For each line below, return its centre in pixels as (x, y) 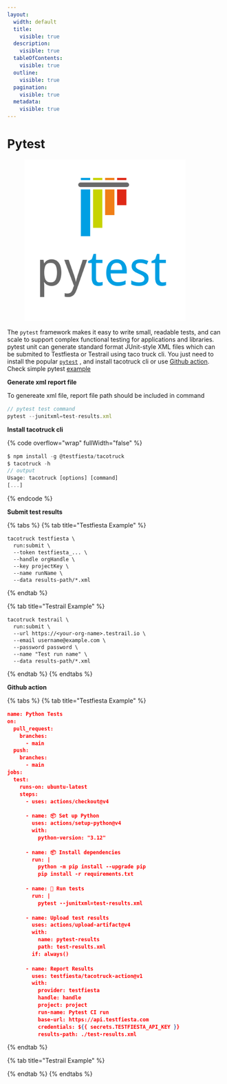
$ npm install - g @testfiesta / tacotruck (66, 456)
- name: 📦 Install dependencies (73, 852)
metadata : (27, 102)
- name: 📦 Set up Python (62, 816)
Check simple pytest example (49, 368)
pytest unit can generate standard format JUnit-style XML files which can (111, 347)
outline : (26, 72)
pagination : (31, 87)
